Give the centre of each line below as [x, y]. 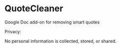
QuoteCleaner [34, 9]
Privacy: [13, 31]
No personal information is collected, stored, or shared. [60, 41]
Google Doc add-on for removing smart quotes [52, 22]
